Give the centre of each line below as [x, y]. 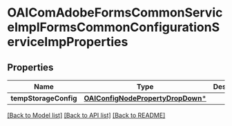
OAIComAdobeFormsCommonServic [115, 13]
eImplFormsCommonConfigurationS [114, 27]
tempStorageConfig [44, 98]
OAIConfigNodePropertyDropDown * [145, 98]
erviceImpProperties [68, 42]
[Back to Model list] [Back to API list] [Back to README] [86, 115]
